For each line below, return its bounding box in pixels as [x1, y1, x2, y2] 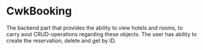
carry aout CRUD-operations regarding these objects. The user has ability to [6, 30, 197, 37]
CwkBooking [6, 4, 72, 18]
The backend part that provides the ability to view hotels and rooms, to [6, 24, 183, 31]
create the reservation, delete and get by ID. [6, 37, 116, 44]
